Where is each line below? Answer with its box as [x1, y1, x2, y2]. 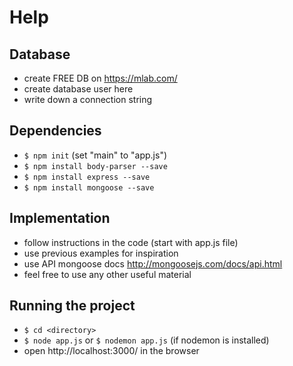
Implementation [9, 210, 111, 227]
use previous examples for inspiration [23, 247, 179, 259]
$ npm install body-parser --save [23, 161, 168, 171]
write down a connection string [23, 94, 153, 105]
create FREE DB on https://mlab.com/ [23, 72, 178, 84]
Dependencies [9, 122, 102, 140]
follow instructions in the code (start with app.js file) [23, 236, 239, 248]
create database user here [23, 83, 134, 95]
